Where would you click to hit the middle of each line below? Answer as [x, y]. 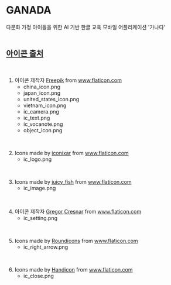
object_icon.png [43, 130]
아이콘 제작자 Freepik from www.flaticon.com [68, 80]
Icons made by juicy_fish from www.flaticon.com [73, 181]
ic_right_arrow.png [46, 247]
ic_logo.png [37, 159]
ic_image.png [40, 188]
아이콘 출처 [25, 54]
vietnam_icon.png [45, 105]
